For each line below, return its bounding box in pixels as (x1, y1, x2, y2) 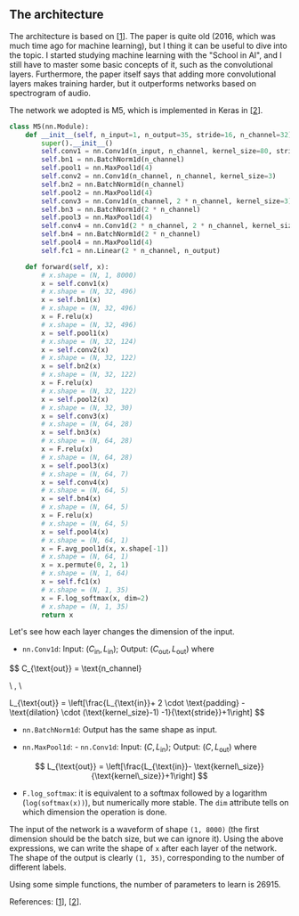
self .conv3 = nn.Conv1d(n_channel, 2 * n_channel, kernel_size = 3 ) (41, 196, 293, 206)
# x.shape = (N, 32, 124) (41, 337, 138, 346)
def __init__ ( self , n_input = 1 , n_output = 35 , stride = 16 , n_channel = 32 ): (25, 130, 296, 139)
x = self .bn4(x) (41, 495, 101, 503)
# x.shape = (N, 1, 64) (41, 569, 129, 578)
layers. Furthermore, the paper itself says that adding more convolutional (9, 69, 277, 79)
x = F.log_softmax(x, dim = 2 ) (41, 593, 149, 602)
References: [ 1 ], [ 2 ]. (9, 896, 82, 907)
